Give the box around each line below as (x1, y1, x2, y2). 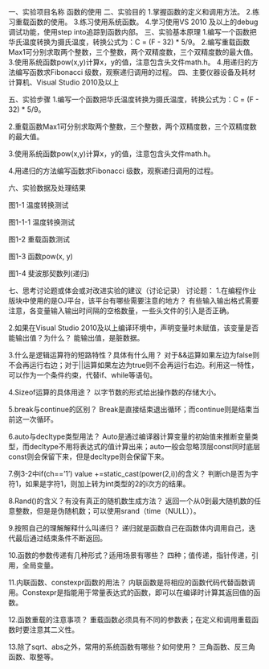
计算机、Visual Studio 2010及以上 (8, 77, 119, 87)
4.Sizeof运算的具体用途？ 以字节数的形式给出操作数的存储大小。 (8, 387, 221, 397)
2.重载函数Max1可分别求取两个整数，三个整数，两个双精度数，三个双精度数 (8, 122, 257, 131)
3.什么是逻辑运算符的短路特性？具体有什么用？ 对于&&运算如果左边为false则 (8, 350, 260, 360)
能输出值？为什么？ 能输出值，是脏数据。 (8, 333, 145, 342)
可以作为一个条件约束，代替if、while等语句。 (8, 370, 157, 380)
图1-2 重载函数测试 (8, 234, 71, 244)
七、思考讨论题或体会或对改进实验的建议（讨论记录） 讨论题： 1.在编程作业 (8, 286, 257, 295)
